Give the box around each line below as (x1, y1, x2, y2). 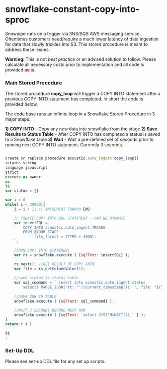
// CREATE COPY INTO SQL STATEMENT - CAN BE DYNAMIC (14, 216, 126, 221)
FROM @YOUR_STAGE (23, 230, 59, 235)
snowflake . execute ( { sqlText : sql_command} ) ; (14, 299, 114, 304)
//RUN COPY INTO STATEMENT (14, 248, 70, 253)
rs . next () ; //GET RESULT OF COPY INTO (14, 261, 94, 267)
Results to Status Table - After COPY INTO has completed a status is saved (5, 131, 161, 137)
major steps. (5, 116, 31, 122)
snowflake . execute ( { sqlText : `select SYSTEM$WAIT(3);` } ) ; (14, 312, 146, 318)
